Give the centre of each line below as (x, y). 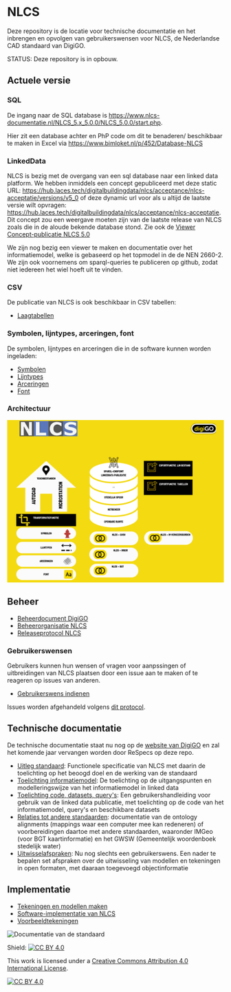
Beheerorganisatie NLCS (52, 626)
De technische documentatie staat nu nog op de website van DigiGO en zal (113, 745)
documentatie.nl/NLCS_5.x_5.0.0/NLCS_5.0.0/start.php (84, 122)
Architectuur (29, 408)
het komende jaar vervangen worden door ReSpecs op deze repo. (100, 752)
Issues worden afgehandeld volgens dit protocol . (76, 707)
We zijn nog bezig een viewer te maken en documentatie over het (100, 247)
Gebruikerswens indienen (53, 693)
